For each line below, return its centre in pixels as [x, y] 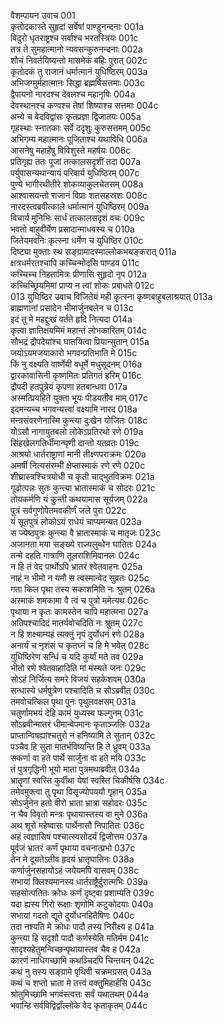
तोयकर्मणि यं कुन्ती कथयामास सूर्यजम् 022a [79, 499]
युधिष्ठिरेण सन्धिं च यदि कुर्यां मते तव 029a [77, 656]
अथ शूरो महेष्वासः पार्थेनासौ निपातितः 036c [77, 825]
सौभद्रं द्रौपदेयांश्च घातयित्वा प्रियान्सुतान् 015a [80, 341]
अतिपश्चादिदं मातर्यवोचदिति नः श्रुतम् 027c [76, 623]
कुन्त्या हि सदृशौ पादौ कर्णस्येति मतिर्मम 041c [80, 938]
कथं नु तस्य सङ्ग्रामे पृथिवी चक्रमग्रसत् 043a [81, 971]
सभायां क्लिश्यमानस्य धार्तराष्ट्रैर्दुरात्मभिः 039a [79, 881]
